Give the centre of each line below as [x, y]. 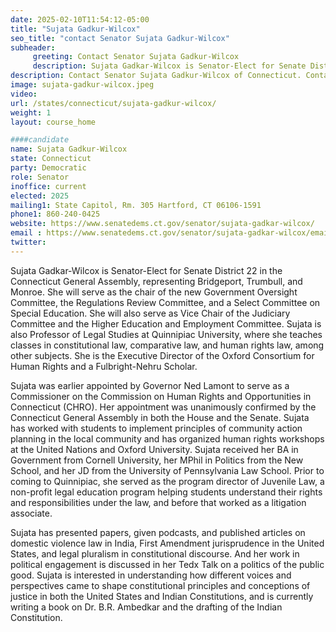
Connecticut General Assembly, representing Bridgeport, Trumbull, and [156, 281]
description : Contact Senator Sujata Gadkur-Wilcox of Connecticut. [156, 76]
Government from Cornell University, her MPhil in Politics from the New [157, 460]
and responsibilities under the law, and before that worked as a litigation [158, 502]
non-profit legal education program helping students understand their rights [166, 492]
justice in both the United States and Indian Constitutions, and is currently [162, 596]
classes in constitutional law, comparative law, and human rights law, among [167, 345]
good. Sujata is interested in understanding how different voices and [151, 575]
